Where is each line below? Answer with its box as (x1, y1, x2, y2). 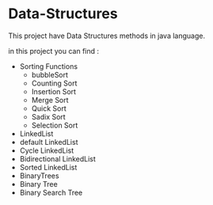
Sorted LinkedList (19, 162, 78, 172)
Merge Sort (31, 95, 69, 104)
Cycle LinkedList (19, 146, 74, 155)
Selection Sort (31, 120, 78, 130)
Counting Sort (31, 78, 78, 88)
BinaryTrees (19, 171, 59, 180)
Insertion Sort (31, 86, 77, 96)
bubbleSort (31, 70, 69, 79)
